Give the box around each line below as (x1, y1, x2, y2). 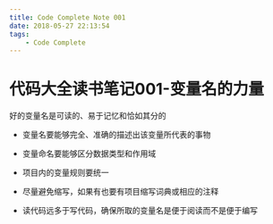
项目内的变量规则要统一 (21, 167, 109, 178)
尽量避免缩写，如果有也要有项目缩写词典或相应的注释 (21, 187, 219, 197)
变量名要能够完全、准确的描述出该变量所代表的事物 (21, 129, 211, 140)
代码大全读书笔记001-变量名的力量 (9, 79, 264, 99)
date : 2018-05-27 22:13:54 (9, 21, 110, 30)
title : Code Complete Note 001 (9, 12, 126, 22)
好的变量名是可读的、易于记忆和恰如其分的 (9, 111, 166, 121)
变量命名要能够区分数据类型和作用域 (21, 148, 157, 159)
